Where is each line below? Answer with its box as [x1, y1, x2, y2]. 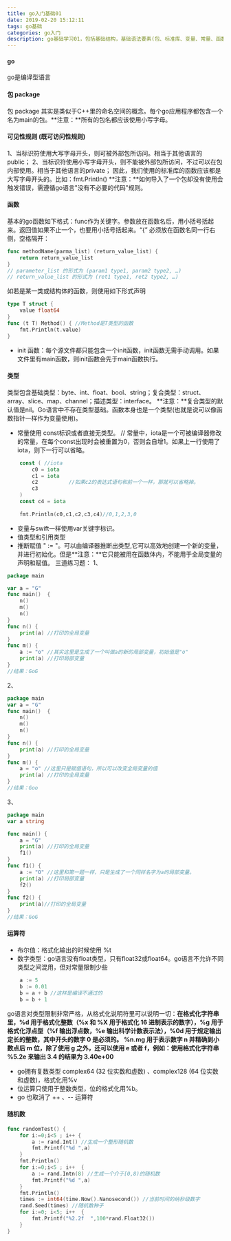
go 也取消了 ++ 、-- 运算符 [16, 1092, 93, 1101]
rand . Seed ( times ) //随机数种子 [19, 1202, 104, 1209]
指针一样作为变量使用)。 [12, 414, 82, 422]
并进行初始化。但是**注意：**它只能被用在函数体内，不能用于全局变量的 [16, 550, 222, 558]
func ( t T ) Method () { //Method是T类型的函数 [7, 319, 134, 327]
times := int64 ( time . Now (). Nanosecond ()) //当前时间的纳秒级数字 [19, 1196, 201, 1203]
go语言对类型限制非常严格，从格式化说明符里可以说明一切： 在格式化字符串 [7, 1009, 219, 1017]
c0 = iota [32, 466, 60, 473]
